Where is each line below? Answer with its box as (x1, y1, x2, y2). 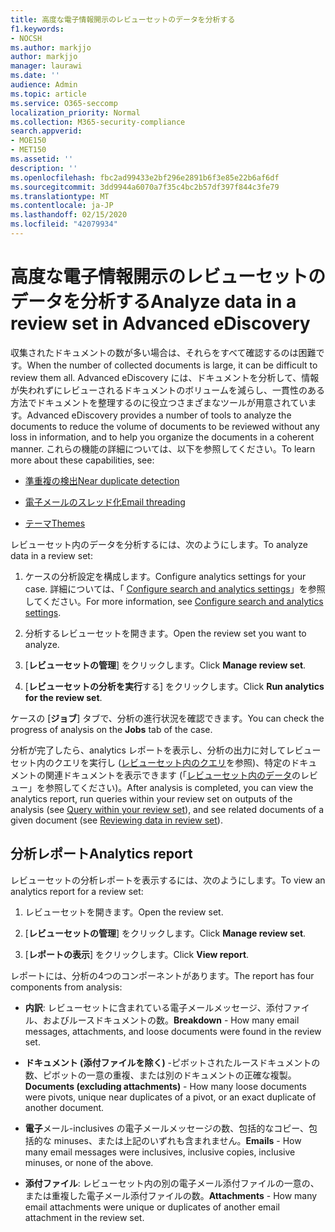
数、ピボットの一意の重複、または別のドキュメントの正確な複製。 (24, 1069, 297, 1081)
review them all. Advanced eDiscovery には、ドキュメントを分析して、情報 (10, 371, 320, 383)
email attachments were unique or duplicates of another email (24, 1201, 280, 1213)
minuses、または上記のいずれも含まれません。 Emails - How (53, 1134, 302, 1146)
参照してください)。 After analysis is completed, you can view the (44, 781, 314, 793)
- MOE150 (10, 136, 47, 146)
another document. (24, 1101, 105, 1113)
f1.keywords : (10, 24, 65, 34)
